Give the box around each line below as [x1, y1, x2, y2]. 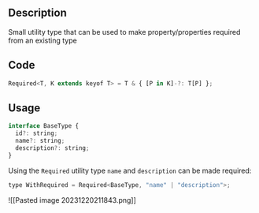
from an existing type [8, 35, 77, 45]
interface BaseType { [8, 122, 80, 130]
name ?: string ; [15, 137, 65, 145]
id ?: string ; [15, 129, 58, 137]
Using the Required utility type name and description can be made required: [8, 166, 252, 175]
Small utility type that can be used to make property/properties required [8, 27, 241, 36]
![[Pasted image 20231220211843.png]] [8, 195, 136, 204]
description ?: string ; [15, 144, 90, 152]
